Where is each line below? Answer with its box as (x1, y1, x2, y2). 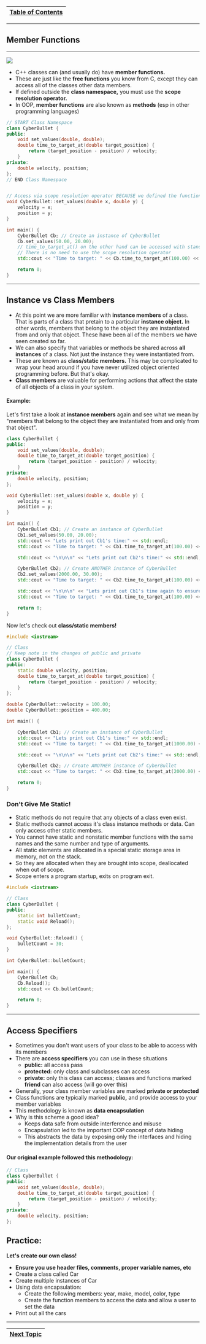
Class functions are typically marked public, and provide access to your (15, 1093, 197, 1101)
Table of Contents (9, 8, 63, 16)
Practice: (6, 1235, 42, 1246)
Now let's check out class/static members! (6, 621, 117, 629)
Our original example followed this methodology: (6, 1154, 134, 1161)
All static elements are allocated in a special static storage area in (15, 847, 181, 854)
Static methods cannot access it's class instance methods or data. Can (15, 820, 195, 828)
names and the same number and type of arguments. (15, 840, 150, 847)
